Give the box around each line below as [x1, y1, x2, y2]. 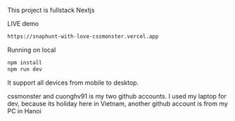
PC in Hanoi [7, 106, 42, 115]
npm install [7, 59, 42, 66]
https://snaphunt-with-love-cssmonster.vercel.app [7, 33, 159, 40]
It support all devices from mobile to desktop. [7, 78, 139, 87]
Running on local [7, 45, 56, 54]
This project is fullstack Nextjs [7, 6, 95, 14]
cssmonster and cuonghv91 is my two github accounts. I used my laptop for [7, 92, 227, 100]
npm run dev [7, 66, 42, 73]
